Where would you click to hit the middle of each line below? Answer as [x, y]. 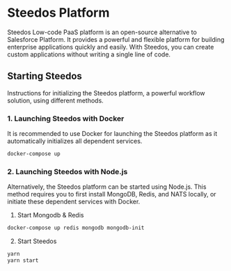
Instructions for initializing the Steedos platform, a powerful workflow [106, 93]
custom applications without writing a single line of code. [89, 54]
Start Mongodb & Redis [50, 215]
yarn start [23, 260]
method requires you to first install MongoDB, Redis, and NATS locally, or [112, 194]
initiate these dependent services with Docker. [74, 202]
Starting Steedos [45, 76]
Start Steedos [37, 241]
